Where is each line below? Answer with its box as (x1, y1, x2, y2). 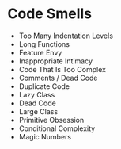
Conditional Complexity (18, 124, 96, 133)
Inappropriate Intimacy (18, 56, 93, 66)
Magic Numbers (18, 132, 72, 141)
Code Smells (7, 5, 93, 23)
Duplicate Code (18, 81, 70, 91)
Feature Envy (18, 48, 62, 57)
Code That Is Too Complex (18, 64, 106, 74)
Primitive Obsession (18, 115, 85, 124)
